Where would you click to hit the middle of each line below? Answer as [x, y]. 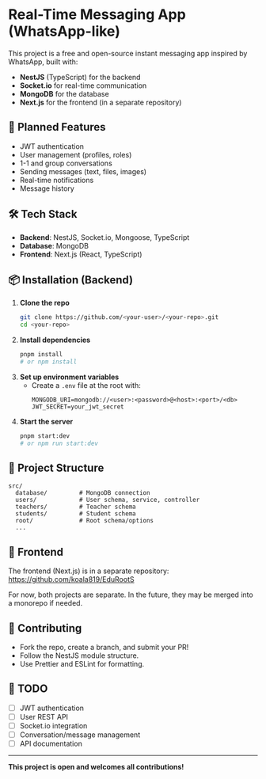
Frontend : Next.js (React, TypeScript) [81, 254]
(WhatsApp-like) [64, 31]
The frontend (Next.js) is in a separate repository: [89, 571]
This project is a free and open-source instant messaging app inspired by [128, 53]
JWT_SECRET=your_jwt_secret [78, 407]
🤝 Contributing [45, 628]
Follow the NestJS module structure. [79, 655]
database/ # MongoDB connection [83, 493]
